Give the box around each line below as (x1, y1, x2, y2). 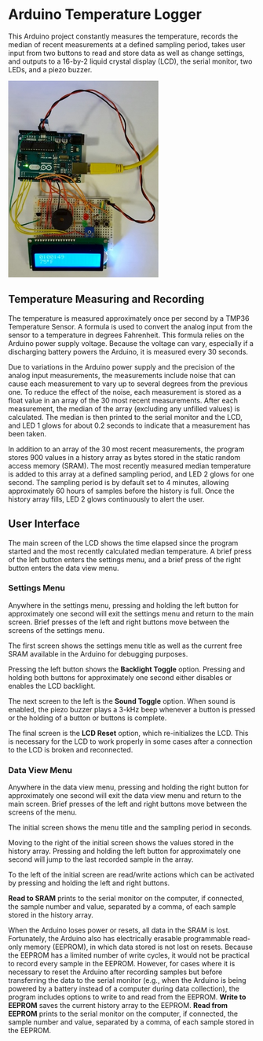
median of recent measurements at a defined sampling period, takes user (8, 39, 246, 49)
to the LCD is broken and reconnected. (8, 745, 133, 754)
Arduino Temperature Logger (8, 6, 203, 24)
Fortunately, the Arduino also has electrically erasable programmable (8, 934, 232, 944)
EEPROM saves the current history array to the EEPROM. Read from (8, 1001, 228, 1010)
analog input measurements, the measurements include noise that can (8, 370, 236, 380)
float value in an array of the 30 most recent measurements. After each (8, 395, 238, 405)
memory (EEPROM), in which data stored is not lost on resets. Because (23, 942, 254, 952)
